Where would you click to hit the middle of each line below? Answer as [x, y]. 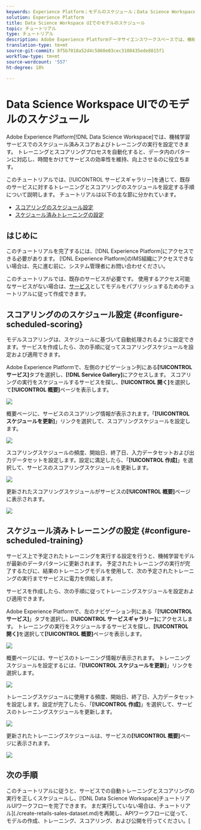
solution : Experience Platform [45, 17]
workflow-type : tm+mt [33, 56]
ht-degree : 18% [25, 67]
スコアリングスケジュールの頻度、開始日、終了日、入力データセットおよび [98, 452]
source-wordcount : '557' [37, 62]
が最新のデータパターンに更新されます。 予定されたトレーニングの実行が [96, 563]
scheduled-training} [45, 541]
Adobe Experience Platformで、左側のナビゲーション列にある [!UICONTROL [99, 367]
